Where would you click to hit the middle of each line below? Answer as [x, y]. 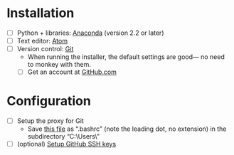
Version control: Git [45, 49]
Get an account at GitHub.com [72, 72]
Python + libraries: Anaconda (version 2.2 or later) [90, 33]
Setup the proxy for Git [50, 121]
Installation [41, 13]
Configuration [49, 101]
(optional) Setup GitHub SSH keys [67, 144]
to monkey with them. [59, 65]
